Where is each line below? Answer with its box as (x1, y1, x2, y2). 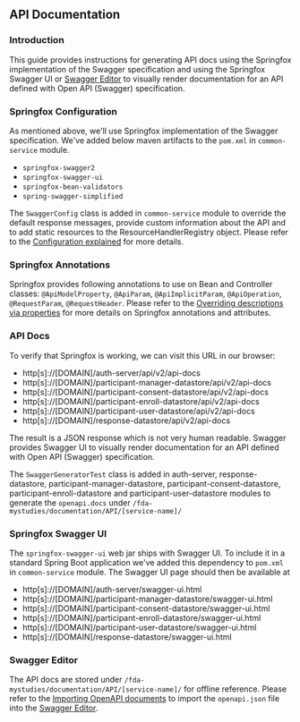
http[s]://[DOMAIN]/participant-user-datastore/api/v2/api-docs (21, 405, 255, 416)
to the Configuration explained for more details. (9, 236, 184, 247)
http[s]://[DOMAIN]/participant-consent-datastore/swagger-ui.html (21, 603, 270, 614)
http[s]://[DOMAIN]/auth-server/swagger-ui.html (21, 583, 202, 594)
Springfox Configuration (9, 105, 118, 117)
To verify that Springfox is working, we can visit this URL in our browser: (9, 350, 276, 361)
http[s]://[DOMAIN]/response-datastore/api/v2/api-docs (21, 415, 231, 426)
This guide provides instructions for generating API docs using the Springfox (9, 54, 292, 65)
